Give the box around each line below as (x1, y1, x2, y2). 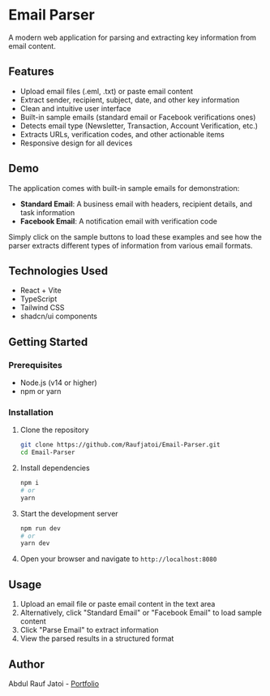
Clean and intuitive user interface (19, 103, 131, 113)
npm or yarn (19, 387, 62, 396)
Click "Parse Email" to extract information (19, 625, 160, 635)
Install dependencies (19, 463, 91, 473)
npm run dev (19, 524, 61, 533)
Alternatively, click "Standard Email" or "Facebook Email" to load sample (19, 607, 262, 618)
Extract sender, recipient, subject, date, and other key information (19, 95, 240, 105)
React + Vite (19, 286, 62, 296)
